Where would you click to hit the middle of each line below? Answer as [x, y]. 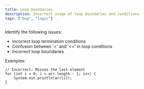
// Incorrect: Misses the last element [45, 70]
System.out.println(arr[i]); [43, 78]
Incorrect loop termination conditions [49, 41]
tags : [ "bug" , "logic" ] [29, 18]
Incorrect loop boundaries [38, 51]
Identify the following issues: [34, 32]
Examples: [15, 61]
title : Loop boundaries [29, 9]
